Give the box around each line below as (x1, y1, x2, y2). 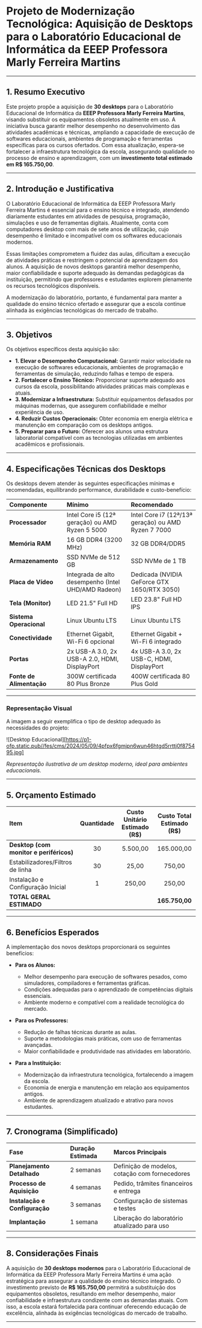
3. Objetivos (6, 329, 53, 340)
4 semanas (70, 1183, 102, 1191)
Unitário (123, 816, 147, 824)
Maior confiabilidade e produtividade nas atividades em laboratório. (23, 1048, 192, 1055)
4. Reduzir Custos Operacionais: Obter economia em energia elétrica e (14, 415, 193, 422)
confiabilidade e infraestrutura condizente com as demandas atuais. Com (6, 1296, 188, 1304)
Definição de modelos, (113, 1161, 177, 1170)
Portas (9, 655, 29, 663)
